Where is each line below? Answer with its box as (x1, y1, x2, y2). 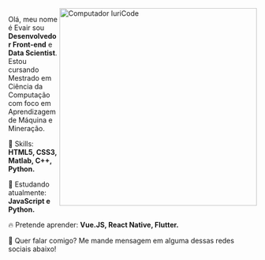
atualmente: (8, 188, 47, 197)
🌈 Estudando (8, 179, 50, 189)
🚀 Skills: (8, 139, 34, 149)
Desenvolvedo (8, 32, 57, 40)
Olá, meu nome (8, 15, 58, 24)
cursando (8, 65, 39, 74)
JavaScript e (8, 197, 51, 205)
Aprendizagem (8, 107, 57, 116)
